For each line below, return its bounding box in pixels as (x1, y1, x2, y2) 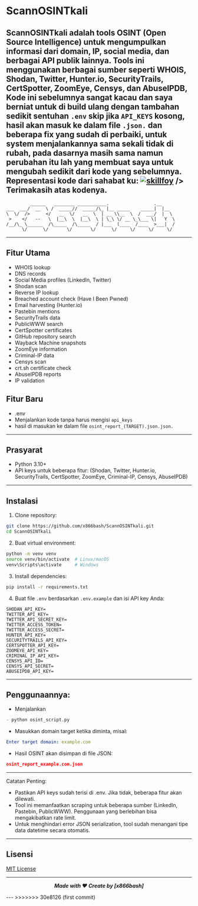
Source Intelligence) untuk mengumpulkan (6, 37, 166, 47)
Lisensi (6, 849, 34, 859)
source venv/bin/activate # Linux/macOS (6, 556, 110, 562)
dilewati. (14, 795, 35, 802)
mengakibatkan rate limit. (14, 814, 77, 821)
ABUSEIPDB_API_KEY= (6, 668, 54, 674)
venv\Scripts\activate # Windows (6, 562, 99, 568)
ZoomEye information (14, 345, 67, 353)
